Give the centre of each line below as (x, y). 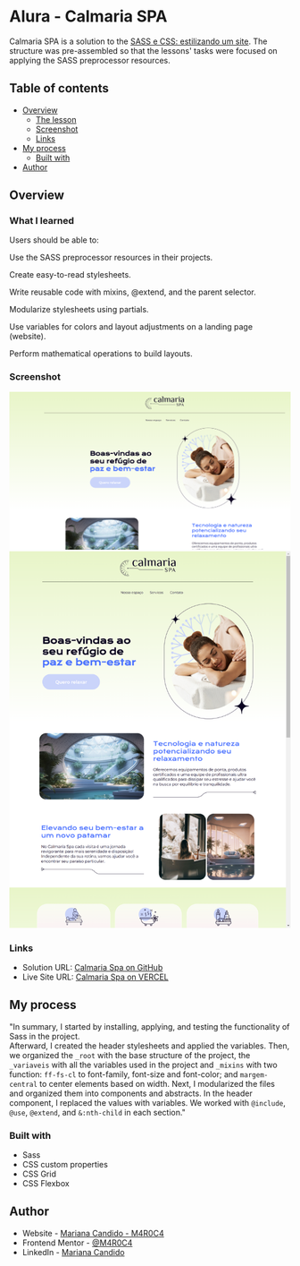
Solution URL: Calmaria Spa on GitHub (92, 967)
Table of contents (59, 88)
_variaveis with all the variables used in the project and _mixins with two (144, 1065)
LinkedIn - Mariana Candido (73, 1252)
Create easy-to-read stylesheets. (70, 275)
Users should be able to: (54, 240)
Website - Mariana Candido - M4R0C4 (93, 1233)
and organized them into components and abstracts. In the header (131, 1093)
